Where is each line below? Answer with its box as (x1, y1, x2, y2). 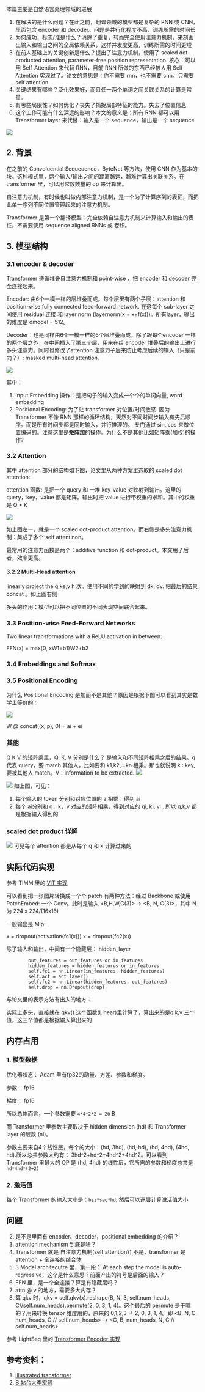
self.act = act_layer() (28, 973, 88, 979)
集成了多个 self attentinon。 (16, 533, 87, 540)
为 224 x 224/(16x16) (6, 907, 59, 915)
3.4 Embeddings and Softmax (6, 660, 96, 668)
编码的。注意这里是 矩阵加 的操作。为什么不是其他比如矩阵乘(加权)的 (20, 429, 191, 436)
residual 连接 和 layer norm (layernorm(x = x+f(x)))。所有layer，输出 (23, 311, 195, 318)
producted (15, 57, 41, 64)
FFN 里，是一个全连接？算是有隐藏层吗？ (15, 1278, 118, 1286)
